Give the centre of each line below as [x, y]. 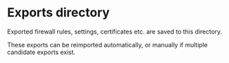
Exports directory [59, 13]
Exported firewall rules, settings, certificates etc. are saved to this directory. [115, 32]
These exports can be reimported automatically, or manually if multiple [108, 45]
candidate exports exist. [41, 52]
